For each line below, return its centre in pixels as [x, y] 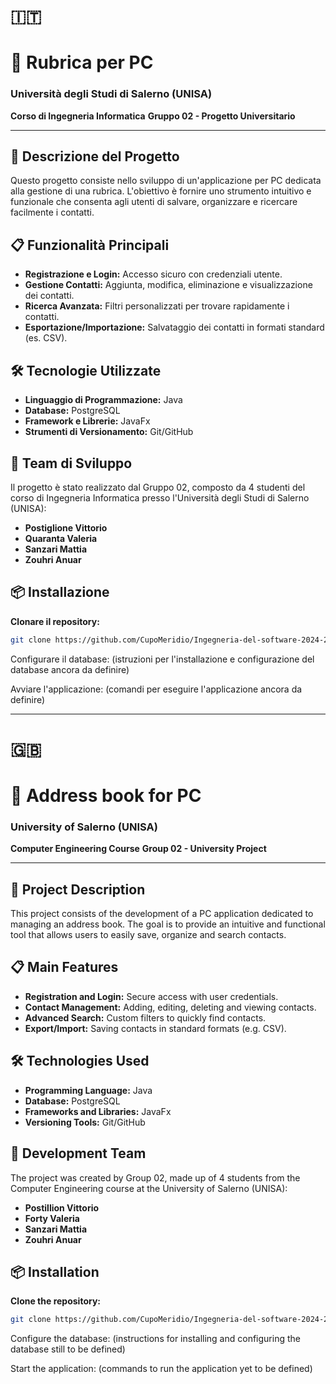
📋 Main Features [64, 967]
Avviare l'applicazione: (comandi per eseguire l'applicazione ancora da [156, 689]
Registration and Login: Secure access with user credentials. [151, 996]
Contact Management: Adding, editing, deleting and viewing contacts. [170, 1007]
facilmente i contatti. [52, 212]
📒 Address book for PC [106, 795]
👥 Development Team [78, 1153]
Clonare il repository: [55, 621]
